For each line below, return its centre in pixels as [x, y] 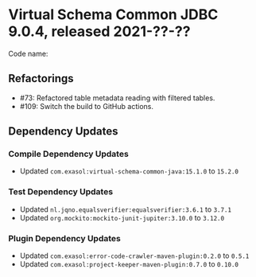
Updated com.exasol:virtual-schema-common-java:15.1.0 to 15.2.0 [129, 171]
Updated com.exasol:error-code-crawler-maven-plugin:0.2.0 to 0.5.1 [134, 256]
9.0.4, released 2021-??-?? [99, 31]
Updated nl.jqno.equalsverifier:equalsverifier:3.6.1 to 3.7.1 [126, 209]
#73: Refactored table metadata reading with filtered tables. [117, 98]
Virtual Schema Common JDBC [113, 15]
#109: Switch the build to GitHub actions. [86, 106]
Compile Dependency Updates [68, 154]
